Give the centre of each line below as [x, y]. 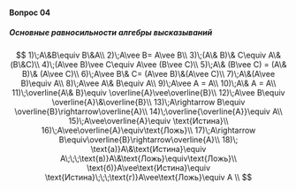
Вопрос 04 [30, 12]
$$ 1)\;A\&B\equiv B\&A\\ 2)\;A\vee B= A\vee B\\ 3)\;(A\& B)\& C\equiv [141, 55]
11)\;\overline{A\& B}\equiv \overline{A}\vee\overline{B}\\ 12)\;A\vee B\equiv [148, 92]
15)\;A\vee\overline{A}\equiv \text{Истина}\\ [148, 120]
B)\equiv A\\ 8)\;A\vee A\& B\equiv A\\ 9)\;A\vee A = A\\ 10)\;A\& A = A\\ [148, 83]
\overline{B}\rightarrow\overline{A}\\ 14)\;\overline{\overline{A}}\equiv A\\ [148, 111]
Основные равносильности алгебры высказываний [111, 33]
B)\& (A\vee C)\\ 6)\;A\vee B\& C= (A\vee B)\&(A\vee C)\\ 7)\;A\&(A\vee [148, 73]
